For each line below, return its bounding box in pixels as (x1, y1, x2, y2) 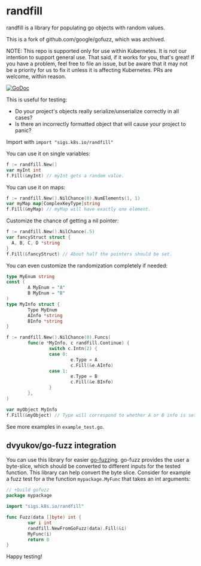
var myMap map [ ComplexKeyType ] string (6, 201, 100, 207)
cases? (14, 114, 33, 121)
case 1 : (48, 368, 68, 374)
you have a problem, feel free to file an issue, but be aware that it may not (6, 60, 188, 67)
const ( (6, 279, 26, 285)
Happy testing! (6, 553, 42, 560)
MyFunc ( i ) (28, 531, 52, 537)
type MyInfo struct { (6, 301, 60, 307)
